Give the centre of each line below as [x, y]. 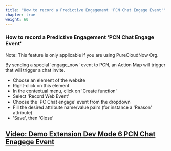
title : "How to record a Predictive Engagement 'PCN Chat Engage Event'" [86, 10]
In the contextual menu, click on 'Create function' [65, 91]
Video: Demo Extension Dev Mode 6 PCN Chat [80, 134]
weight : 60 [17, 19]
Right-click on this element [41, 85]
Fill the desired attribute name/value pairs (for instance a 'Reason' [82, 107]
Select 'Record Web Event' [41, 96]
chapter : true [20, 15]
